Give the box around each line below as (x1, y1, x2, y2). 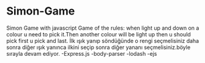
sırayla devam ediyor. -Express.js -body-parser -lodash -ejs (6, 50, 157, 57)
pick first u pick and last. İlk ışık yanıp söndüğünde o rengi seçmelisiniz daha (6, 37, 199, 44)
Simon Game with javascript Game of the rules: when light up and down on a (6, 24, 199, 31)
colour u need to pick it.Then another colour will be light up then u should (6, 30, 191, 38)
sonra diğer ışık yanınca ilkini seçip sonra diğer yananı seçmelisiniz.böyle (6, 44, 191, 51)
